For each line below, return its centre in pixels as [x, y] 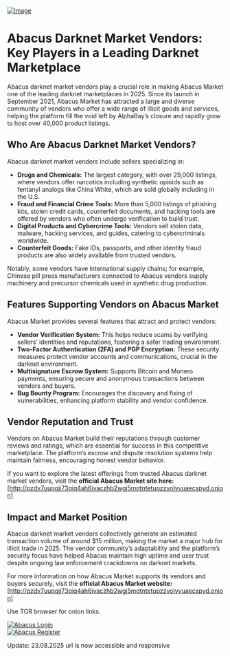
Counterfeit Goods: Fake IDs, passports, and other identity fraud [109, 248]
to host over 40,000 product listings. [59, 123]
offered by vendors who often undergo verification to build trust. [108, 218]
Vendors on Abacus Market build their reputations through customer [104, 438]
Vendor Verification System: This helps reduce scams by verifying [112, 334]
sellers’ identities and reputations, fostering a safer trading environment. [119, 342]
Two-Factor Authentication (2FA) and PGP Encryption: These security [118, 349]
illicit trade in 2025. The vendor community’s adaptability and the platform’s [114, 548]
